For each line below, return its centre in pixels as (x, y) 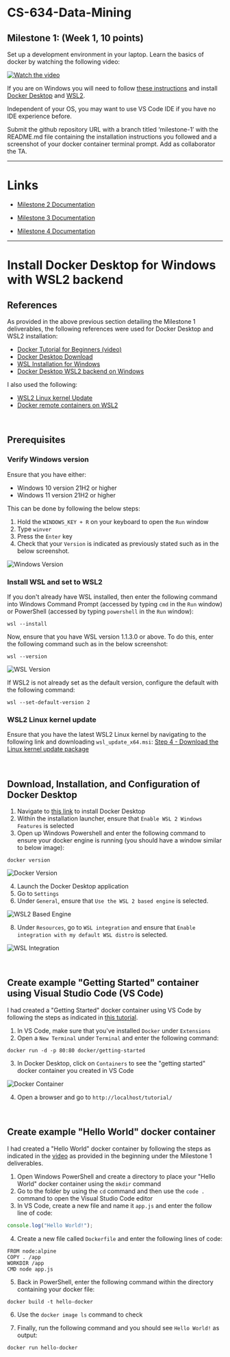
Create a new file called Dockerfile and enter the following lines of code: (119, 1238)
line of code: (35, 1213)
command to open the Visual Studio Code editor (85, 1198)
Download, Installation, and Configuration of (104, 784)
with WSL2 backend (65, 280)
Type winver (34, 529)
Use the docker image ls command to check (80, 1314)
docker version (29, 860)
